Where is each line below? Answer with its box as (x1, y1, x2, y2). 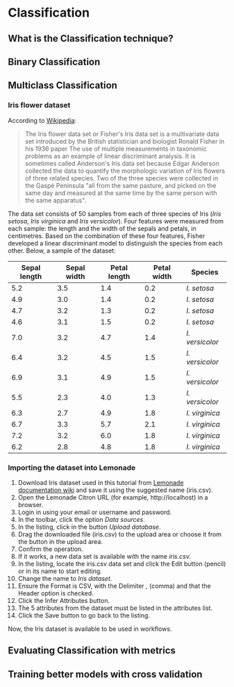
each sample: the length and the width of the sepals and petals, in (8, 224, 197, 232)
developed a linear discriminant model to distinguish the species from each (8, 239, 223, 247)
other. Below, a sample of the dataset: (8, 246, 116, 255)
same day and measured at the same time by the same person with (24, 189, 217, 197)
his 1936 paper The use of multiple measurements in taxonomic (24, 144, 207, 153)
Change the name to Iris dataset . (17, 574, 112, 582)
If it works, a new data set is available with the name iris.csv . (17, 552, 192, 560)
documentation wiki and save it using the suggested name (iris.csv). (17, 486, 213, 494)
